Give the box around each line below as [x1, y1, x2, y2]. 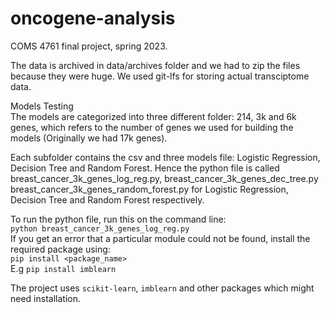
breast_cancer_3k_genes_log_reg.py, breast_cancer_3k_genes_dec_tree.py [10, 172, 319, 184]
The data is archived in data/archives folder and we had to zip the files [10, 59, 301, 71]
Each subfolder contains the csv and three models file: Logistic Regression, [10, 151, 321, 163]
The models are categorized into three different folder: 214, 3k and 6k [10, 110, 297, 122]
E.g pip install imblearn [10, 262, 117, 274]
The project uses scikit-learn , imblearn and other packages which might [10, 282, 315, 294]
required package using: [10, 243, 111, 255]
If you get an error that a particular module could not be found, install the [10, 232, 311, 244]
